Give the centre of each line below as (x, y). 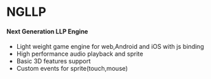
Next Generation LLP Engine (47, 31)
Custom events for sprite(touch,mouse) (72, 69)
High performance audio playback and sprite (80, 54)
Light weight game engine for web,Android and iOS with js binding (110, 47)
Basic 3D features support (53, 61)
